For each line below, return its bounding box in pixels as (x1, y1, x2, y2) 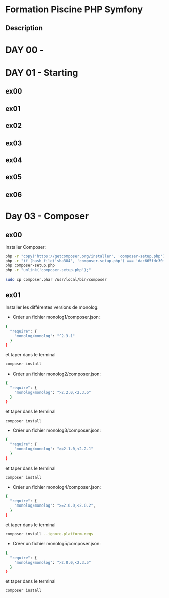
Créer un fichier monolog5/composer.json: (12, 540, 101, 546)
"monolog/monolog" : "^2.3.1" (14, 333, 75, 338)
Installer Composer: (5, 244, 46, 250)
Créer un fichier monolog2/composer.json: (12, 371, 101, 377)
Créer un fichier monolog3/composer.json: (12, 427, 101, 433)
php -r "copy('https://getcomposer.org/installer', (5, 254, 116, 259)
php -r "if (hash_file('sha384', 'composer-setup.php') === (5, 258, 134, 263)
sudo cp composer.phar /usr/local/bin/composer (5, 277, 107, 282)
